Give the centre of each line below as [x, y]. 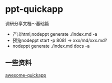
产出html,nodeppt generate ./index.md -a [55, 34]
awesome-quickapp [26, 75]
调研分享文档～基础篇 [27, 23]
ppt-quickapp [34, 9]
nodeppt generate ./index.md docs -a [51, 46]
